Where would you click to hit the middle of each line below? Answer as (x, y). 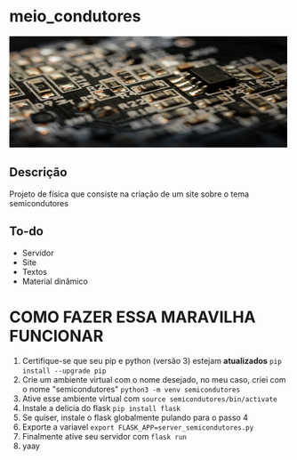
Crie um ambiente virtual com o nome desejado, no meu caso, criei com (154, 379)
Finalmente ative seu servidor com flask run (104, 436)
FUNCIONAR (56, 336)
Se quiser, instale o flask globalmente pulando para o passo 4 (135, 417)
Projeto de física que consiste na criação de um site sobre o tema (129, 194)
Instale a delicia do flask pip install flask (101, 408)
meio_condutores (75, 16)
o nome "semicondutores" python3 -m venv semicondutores (131, 389)
